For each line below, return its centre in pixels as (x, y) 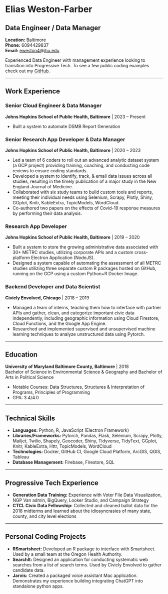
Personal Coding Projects (46, 537)
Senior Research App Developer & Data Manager (65, 139)
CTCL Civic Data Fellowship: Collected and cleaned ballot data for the (85, 506)
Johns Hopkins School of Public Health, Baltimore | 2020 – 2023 (73, 150)
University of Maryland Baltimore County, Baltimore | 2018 (67, 367)
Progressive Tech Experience (52, 483)
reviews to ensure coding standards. (50, 170)
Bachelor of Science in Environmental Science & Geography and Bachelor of (84, 372)
